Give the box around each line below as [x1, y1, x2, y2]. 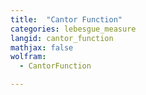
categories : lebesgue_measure [10, 24, 137, 34]
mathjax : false [10, 42, 74, 53]
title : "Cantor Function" [10, 14, 123, 25]
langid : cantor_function [10, 33, 114, 43]
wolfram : [10, 52, 47, 62]
